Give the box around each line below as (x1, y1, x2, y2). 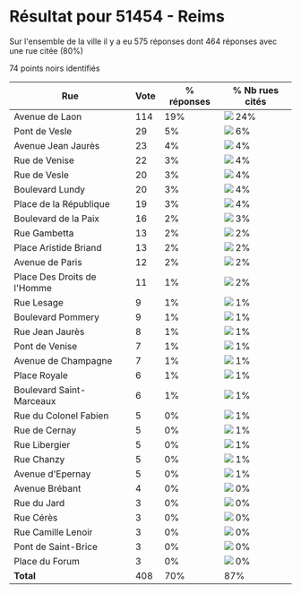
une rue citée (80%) (9, 45, 83, 56)
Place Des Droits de (13, 271, 97, 283)
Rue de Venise (13, 154, 74, 167)
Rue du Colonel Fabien (13, 409, 109, 422)
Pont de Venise (13, 340, 78, 352)
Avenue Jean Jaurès (13, 139, 100, 151)
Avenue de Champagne (13, 354, 113, 366)
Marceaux (13, 394, 56, 407)
